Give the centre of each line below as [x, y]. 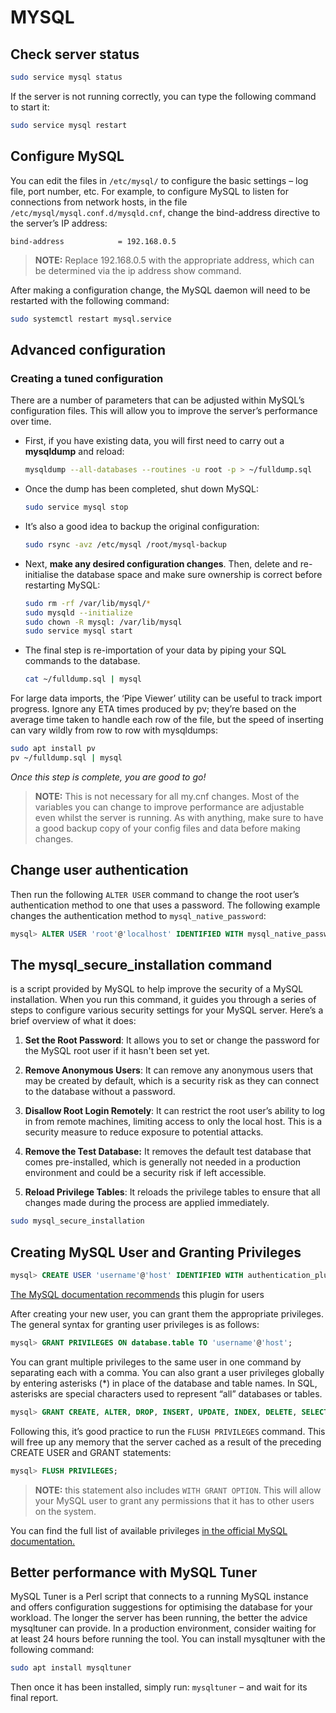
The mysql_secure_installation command [141, 964]
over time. [31, 422]
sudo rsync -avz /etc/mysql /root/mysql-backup [125, 544]
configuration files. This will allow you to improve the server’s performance [164, 411]
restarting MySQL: [62, 585]
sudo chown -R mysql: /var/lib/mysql [103, 622]
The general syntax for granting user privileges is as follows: [135, 1324]
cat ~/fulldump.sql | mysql [83, 679]
